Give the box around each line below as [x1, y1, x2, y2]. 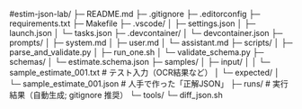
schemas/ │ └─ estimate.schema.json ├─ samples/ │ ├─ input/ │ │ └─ [9, 57, 271, 67]
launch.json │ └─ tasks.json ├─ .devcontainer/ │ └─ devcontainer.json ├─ [9, 28, 283, 38]
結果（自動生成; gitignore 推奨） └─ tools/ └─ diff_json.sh [9, 90, 223, 100]
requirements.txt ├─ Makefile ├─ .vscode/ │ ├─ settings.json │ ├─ [9, 18, 256, 29]
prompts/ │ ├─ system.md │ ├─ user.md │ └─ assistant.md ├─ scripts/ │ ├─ [9, 37, 293, 48]
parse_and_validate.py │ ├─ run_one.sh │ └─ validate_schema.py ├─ [9, 47, 264, 58]
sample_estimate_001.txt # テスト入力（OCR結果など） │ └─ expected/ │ [9, 68, 280, 77]
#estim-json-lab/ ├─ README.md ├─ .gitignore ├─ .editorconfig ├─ [9, 9, 261, 19]
